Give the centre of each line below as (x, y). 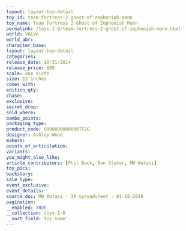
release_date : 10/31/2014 (38, 62)
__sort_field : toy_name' (37, 219)
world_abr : (20, 40)
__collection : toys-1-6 (36, 213)
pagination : (21, 202)
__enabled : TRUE (26, 208)
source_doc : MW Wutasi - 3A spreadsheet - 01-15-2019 (75, 196)
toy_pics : (19, 168)
